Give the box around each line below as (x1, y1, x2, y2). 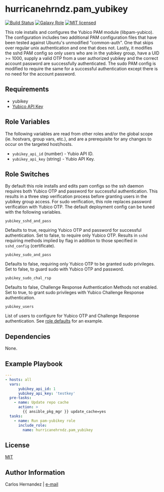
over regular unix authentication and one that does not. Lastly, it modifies (5, 45, 153, 51)
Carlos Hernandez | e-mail (5, 481, 59, 487)
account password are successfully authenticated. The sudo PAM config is (5, 60, 156, 66)
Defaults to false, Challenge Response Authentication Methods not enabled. (5, 284, 158, 290)
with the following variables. (5, 209, 62, 215)
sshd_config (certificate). (5, 243, 55, 249)
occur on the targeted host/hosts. (5, 141, 73, 147)
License (5, 441, 30, 449)
